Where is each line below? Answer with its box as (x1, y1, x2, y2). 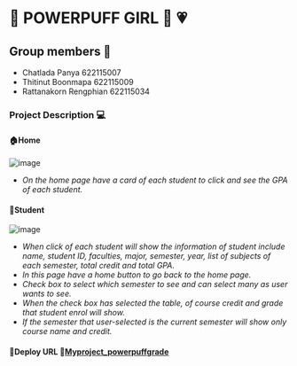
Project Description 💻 (9, 108, 106, 121)
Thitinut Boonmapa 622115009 (21, 77, 135, 87)
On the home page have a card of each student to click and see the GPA (21, 175, 288, 185)
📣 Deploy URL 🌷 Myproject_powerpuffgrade (9, 346, 169, 357)
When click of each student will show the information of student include (21, 241, 285, 252)
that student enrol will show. (21, 308, 126, 318)
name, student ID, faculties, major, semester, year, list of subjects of (21, 251, 271, 261)
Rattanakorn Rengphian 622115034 (21, 86, 151, 97)
